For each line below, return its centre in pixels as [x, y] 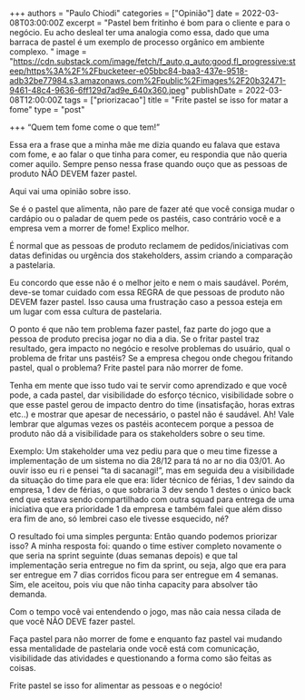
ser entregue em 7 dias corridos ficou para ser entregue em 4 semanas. [144, 575]
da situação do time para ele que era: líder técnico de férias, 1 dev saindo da [152, 480]
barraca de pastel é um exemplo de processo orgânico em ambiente [137, 42]
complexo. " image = [49, 52]
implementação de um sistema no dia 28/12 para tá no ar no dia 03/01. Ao [148, 461]
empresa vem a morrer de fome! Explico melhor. [99, 228]
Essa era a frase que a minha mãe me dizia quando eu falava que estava [145, 145]
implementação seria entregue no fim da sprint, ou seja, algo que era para [148, 565]
